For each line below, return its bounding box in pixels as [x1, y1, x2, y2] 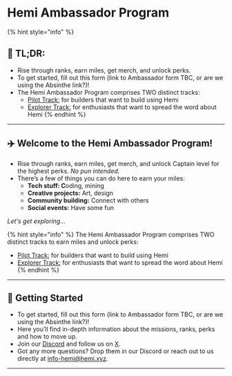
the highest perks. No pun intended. [17, 167, 120, 175]
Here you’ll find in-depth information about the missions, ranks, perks [17, 325, 215, 333]
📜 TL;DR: [7, 48, 46, 59]
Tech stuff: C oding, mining [27, 181, 105, 189]
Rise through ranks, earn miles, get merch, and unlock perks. [17, 66, 191, 74]
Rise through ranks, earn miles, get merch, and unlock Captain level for [17, 159, 220, 167]
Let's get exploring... [7, 216, 66, 225]
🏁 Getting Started [7, 292, 84, 303]
